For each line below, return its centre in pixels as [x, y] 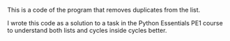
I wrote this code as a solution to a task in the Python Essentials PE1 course [115, 23]
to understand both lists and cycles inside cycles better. [87, 30]
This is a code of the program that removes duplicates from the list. [104, 10]
